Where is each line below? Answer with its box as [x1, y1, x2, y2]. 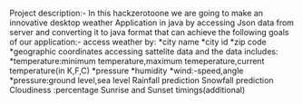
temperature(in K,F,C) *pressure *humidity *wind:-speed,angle [9, 65, 244, 76]
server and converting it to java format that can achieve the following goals [9, 27, 289, 37]
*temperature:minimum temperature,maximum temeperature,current [9, 56, 265, 66]
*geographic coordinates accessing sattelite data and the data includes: [9, 46, 279, 57]
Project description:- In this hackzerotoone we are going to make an [9, 8, 264, 18]
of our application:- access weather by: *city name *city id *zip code [9, 36, 267, 47]
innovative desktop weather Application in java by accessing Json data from [9, 17, 295, 28]
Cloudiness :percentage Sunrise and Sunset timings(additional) [9, 85, 246, 95]
